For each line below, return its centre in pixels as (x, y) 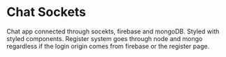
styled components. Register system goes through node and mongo (105, 38)
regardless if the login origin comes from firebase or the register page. (108, 46)
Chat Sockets (47, 12)
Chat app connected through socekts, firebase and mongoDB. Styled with (113, 31)
